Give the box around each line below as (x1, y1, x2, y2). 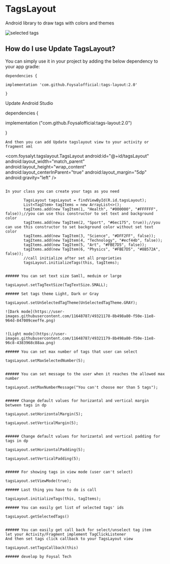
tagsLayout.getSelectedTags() (5, 514, 70, 519)
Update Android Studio (5, 100, 53, 106)
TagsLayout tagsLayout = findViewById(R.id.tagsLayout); (23, 198, 147, 203)
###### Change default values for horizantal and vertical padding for (5, 434, 160, 439)
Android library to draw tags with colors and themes (5, 20, 115, 26)
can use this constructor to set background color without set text (5, 224, 154, 230)
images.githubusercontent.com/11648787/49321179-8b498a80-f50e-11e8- (5, 335, 156, 341)
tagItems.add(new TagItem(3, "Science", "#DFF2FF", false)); (23, 233, 156, 238)
